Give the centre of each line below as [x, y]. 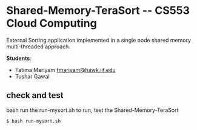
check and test [35, 95]
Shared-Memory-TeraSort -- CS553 [98, 11]
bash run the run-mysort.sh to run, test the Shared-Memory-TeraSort [92, 110]
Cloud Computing [52, 23]
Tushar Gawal [32, 76]
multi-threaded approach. [38, 47]
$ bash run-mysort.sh [34, 121]
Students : [19, 58]
